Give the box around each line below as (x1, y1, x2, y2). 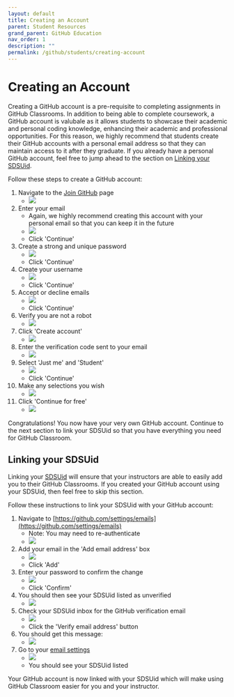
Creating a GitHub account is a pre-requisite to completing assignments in (8, 102, 221, 110)
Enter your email (17, 204, 65, 213)
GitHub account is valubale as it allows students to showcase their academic (8, 116, 228, 125)
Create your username (17, 265, 83, 273)
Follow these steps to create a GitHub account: (8, 175, 143, 183)
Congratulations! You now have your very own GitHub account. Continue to (8, 419, 224, 427)
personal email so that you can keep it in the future (28, 219, 175, 227)
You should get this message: (17, 629, 103, 638)
